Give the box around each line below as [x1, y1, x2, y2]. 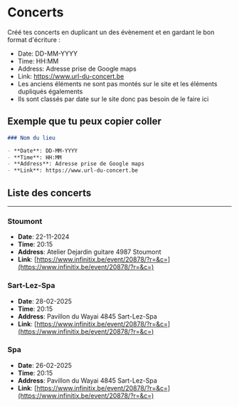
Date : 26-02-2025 [17, 361, 73, 369]
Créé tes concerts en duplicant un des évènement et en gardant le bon [7, 28, 215, 36]
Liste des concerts [7, 187, 92, 199]
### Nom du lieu [7, 134, 55, 141]
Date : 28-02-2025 [17, 297, 73, 305]
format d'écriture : [7, 35, 60, 43]
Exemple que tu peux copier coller [7, 115, 161, 128]
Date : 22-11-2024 [17, 232, 70, 241]
